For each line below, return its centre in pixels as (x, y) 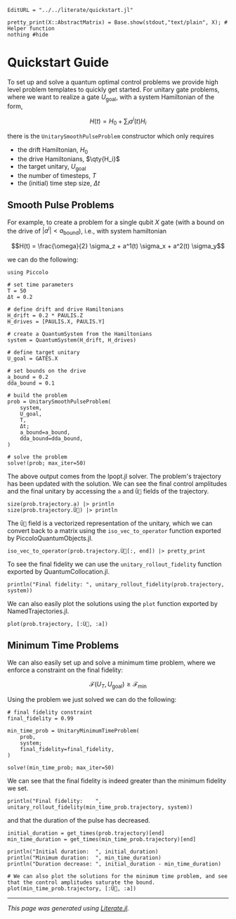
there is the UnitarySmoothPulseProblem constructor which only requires (111, 136)
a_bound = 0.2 (28, 377)
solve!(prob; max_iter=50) (47, 463)
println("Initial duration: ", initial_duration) (83, 851)
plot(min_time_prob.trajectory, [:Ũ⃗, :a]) (72, 888)
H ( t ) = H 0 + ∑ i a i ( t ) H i (118, 121)
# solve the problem (38, 457)
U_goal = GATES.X (33, 359)
